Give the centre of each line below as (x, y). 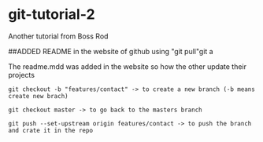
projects (22, 75)
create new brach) (38, 96)
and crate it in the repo (50, 130)
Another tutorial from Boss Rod (58, 36)
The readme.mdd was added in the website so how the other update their (127, 66)
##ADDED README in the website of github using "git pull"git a (111, 51)
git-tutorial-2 (52, 15)
